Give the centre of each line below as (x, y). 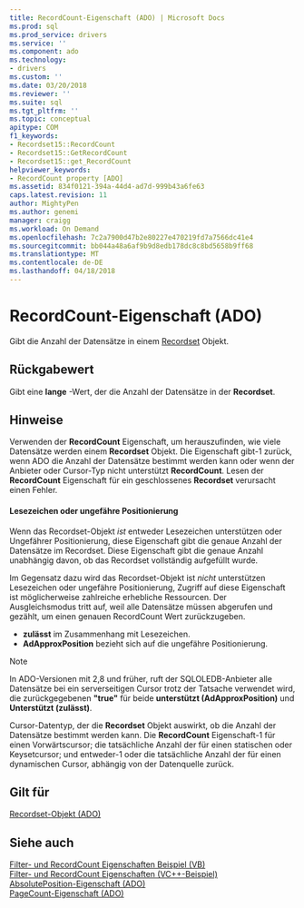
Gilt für (29, 792)
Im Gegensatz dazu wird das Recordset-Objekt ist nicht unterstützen (137, 577)
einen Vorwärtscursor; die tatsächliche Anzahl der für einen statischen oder (151, 745)
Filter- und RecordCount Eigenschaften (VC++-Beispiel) (113, 874)
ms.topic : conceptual (50, 119)
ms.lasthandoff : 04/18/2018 (63, 271)
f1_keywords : (34, 136)
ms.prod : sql (34, 26)
